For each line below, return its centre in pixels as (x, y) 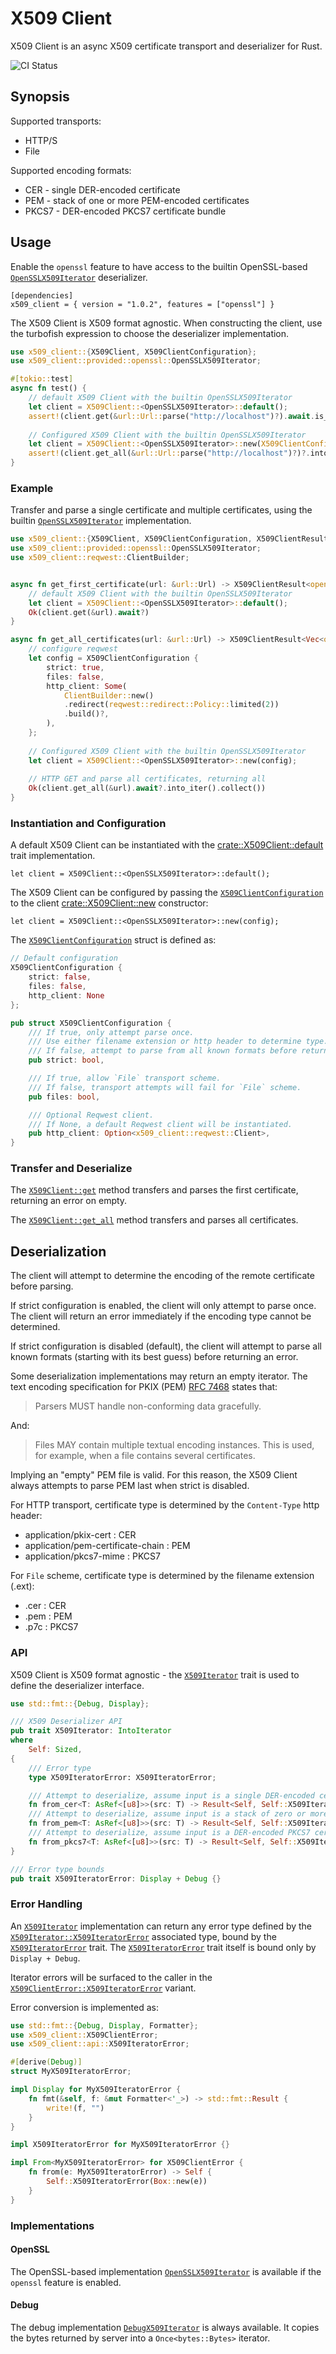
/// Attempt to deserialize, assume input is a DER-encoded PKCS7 (169, 1833)
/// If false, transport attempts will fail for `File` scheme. (165, 1087)
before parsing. (42, 1286)
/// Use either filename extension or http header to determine (165, 1042)
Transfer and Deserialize (71, 1169)
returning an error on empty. (69, 1201)
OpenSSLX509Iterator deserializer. (79, 277)
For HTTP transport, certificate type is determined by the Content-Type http (165, 1505)
